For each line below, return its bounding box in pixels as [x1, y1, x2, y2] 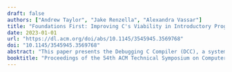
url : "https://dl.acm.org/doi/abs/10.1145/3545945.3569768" [7, 36, 184, 43]
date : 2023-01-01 [7, 29, 57, 36]
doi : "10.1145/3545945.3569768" [7, 42, 100, 49]
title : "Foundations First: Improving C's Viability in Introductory [7, 23, 212, 29]
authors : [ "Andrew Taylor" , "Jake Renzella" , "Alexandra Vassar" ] [7, 16, 202, 23]
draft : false [7, 10, 45, 17]
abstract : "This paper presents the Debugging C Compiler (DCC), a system [7, 49, 227, 56]
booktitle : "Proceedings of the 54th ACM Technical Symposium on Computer [7, 55, 227, 62]
